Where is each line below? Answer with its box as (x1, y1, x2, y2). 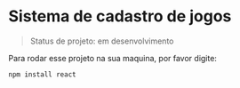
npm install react (8, 69, 76, 79)
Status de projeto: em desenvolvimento (29, 36, 174, 46)
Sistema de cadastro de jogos (8, 6, 232, 27)
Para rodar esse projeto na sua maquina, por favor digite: (8, 52, 217, 63)
